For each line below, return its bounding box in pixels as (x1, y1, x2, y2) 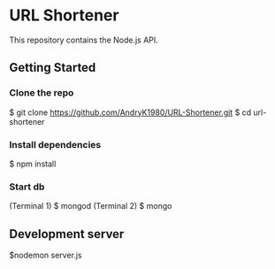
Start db (9, 181, 45, 193)
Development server (9, 227, 125, 242)
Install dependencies (9, 138, 102, 150)
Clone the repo (9, 87, 74, 99)
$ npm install (9, 158, 57, 169)
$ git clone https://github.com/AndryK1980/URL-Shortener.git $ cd (9, 107, 252, 118)
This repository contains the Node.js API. (9, 35, 159, 45)
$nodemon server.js (9, 250, 82, 261)
